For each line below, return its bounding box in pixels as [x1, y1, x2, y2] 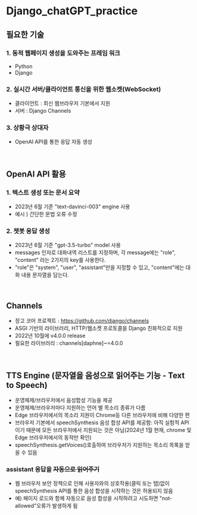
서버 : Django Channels [14, 107, 71, 115]
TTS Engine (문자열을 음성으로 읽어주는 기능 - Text [6, 370, 185, 380]
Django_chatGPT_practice [6, 4, 138, 18]
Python [14, 63, 33, 70]
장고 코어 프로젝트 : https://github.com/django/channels [14, 317, 149, 325]
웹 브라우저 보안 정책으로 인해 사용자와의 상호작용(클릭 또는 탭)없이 [14, 480, 170, 487]
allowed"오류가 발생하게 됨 [14, 502, 78, 510]
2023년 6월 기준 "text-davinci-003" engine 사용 [14, 203, 130, 210]
